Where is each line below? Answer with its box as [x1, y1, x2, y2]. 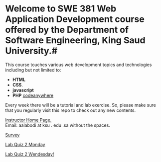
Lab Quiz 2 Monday [5, 141, 46, 147]
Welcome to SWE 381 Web [5, 3, 117, 14]
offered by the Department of [5, 24, 129, 35]
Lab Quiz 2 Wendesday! [5, 151, 54, 157]
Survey [5, 132, 20, 138]
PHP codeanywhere [12, 92, 54, 98]
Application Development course [5, 13, 145, 25]
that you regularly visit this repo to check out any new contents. [5, 107, 136, 113]
